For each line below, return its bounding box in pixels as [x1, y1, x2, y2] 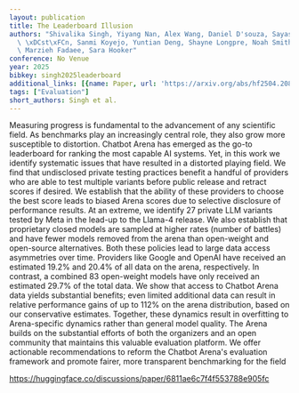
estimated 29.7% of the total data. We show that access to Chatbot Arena [9, 281, 279, 292]
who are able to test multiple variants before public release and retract [9, 177, 267, 188]
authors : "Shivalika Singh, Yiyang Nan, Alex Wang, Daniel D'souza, [9, 29, 269, 38]
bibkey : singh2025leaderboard [9, 71, 122, 80]
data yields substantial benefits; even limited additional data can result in [9, 290, 276, 301]
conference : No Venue [9, 54, 90, 63]
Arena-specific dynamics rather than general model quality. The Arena [9, 318, 268, 329]
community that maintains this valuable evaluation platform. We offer [9, 337, 261, 348]
